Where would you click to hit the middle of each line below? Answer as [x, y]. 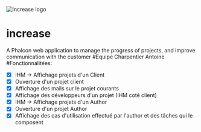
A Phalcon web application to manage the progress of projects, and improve [101, 50]
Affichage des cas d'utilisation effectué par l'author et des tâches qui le [104, 116]
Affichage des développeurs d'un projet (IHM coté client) [86, 95]
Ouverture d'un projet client [49, 82]
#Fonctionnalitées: [29, 63]
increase [29, 34]
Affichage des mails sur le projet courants [67, 89]
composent [29, 122]
